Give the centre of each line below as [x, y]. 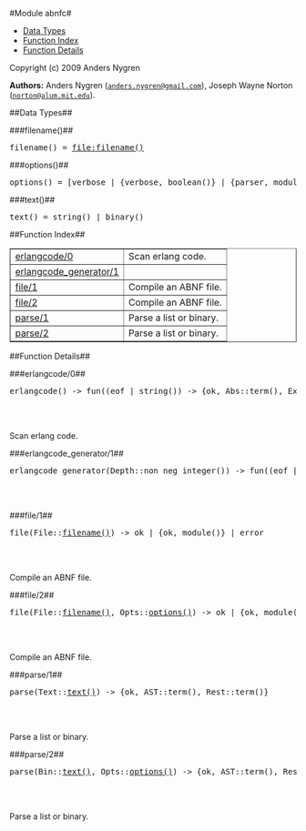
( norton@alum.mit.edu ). [52, 95]
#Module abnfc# [41, 13]
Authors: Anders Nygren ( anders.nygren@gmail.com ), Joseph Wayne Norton [151, 85]
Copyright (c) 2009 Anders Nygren [75, 68]
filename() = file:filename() [77, 148]
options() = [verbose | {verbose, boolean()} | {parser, [139, 182]
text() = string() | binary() [77, 217]
